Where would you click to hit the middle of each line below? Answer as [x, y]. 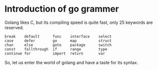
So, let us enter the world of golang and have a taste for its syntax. [71, 62]
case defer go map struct [58, 41]
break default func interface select [58, 36]
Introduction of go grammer [62, 9]
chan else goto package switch [58, 45]
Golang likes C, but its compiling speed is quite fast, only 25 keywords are [79, 22]
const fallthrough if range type [56, 49]
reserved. [14, 27]
